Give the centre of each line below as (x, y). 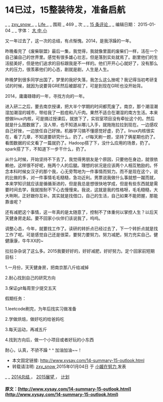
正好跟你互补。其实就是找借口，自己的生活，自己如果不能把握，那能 (90, 195)
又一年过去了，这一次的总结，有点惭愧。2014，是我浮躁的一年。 (70, 41)
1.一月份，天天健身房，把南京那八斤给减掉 (47, 267)
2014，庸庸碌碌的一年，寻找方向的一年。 (46, 96)
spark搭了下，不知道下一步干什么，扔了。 (47, 149)
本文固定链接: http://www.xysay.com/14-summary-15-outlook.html (78, 360)
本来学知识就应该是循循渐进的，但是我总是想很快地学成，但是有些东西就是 (79, 183)
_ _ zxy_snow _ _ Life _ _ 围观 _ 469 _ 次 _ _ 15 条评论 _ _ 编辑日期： (71, 24)
